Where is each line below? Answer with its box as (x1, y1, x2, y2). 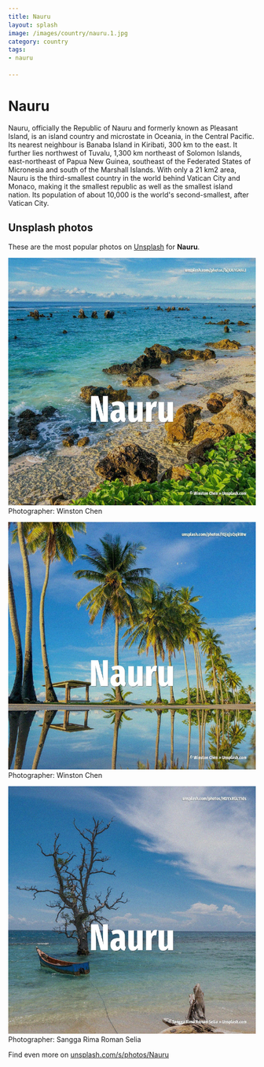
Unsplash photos (8, 221, 93, 235)
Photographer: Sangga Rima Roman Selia (8, 1034, 141, 1044)
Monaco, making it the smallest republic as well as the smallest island (8, 181, 233, 191)
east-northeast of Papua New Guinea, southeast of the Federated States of (8, 156, 251, 166)
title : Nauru (8, 13, 51, 20)
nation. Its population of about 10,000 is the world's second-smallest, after (8, 189, 249, 200)
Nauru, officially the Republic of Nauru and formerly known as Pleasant (8, 123, 238, 133)
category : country (8, 38, 68, 46)
